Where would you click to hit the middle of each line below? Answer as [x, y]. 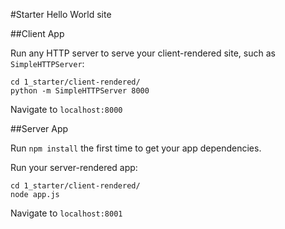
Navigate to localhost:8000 [66, 109]
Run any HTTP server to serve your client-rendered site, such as [143, 53]
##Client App [37, 33]
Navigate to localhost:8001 [66, 213]
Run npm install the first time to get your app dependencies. [136, 148]
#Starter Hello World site [61, 14]
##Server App [39, 128]
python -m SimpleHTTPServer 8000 [80, 91]
